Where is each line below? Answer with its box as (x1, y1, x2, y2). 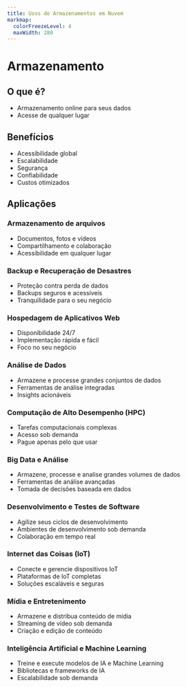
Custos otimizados (16, 179, 70, 187)
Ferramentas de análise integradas (16, 383, 115, 391)
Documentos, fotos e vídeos (16, 234, 97, 242)
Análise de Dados (7, 360, 67, 370)
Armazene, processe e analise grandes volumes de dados (16, 471, 181, 479)
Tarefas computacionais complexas (16, 423, 117, 432)
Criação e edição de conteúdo (16, 627, 102, 635)
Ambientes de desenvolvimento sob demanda (16, 525, 147, 533)
